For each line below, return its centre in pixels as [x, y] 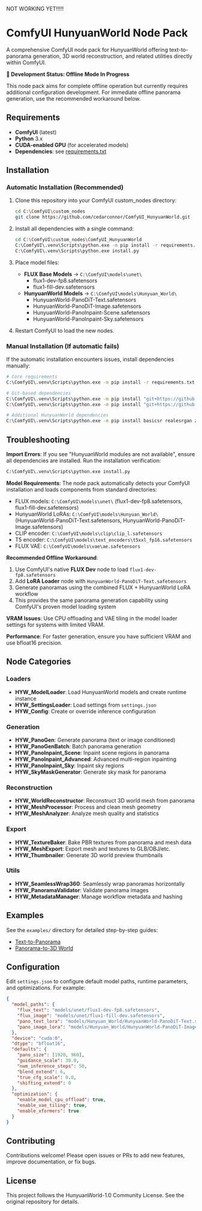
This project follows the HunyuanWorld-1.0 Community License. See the [95, 1195]
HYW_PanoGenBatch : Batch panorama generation [78, 746]
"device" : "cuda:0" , [37, 1038]
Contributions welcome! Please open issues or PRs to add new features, [96, 1156]
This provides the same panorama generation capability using [91, 600]
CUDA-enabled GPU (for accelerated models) [72, 145]
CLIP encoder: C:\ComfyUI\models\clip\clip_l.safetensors [88, 533]
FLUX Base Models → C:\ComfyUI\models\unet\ [83, 274]
